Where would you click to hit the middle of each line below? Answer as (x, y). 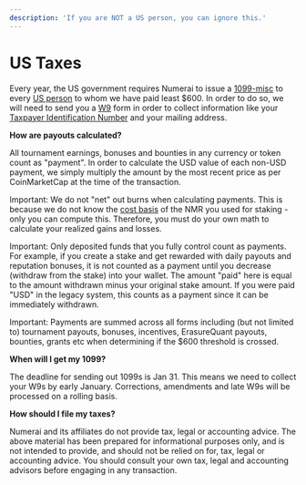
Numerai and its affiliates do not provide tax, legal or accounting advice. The (153, 431)
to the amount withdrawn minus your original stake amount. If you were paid (153, 284)
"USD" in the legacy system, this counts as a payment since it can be (139, 294)
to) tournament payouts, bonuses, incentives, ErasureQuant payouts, (138, 331)
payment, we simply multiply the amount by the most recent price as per (145, 172)
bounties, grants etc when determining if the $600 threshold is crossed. (144, 341)
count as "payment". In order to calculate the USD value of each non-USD (148, 162)
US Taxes (46, 62)
